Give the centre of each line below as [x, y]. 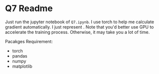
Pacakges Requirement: [29, 41]
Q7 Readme [29, 8]
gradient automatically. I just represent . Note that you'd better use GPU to [79, 27]
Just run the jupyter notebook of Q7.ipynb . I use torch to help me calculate [80, 22]
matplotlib [22, 66]
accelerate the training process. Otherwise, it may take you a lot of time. [78, 32]
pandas [20, 56]
